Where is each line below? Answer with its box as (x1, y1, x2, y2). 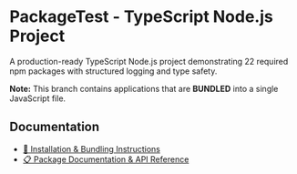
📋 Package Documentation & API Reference (22, 153, 189, 165)
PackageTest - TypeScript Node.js (9, 6, 273, 27)
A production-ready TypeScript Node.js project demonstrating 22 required (9, 56, 289, 67)
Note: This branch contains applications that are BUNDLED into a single (9, 83, 279, 94)
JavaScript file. (9, 93, 67, 104)
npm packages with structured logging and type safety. (9, 66, 218, 77)
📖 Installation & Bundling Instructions (22, 143, 161, 154)
